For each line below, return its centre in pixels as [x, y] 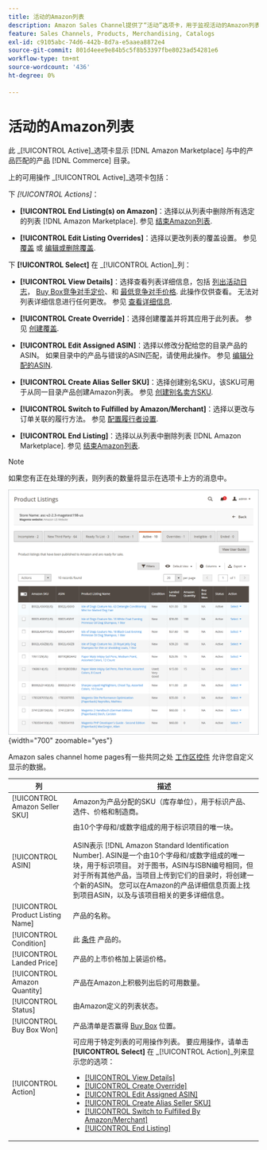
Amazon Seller [35, 806]
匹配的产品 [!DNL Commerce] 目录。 [75, 160]
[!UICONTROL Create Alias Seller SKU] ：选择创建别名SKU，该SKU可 [133, 382]
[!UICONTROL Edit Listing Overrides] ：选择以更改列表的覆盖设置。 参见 [138, 238]
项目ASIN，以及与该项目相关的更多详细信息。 [154, 896]
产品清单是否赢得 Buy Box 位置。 [126, 1025]
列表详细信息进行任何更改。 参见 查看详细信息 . [96, 301]
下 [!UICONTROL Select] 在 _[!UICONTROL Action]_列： [100, 264]
